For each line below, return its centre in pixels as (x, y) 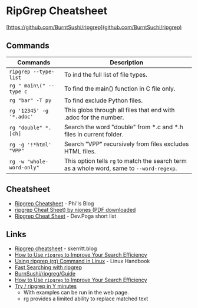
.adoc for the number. (94, 117)
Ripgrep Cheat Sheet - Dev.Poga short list (65, 216)
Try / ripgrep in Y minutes (46, 286)
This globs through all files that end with (119, 110)
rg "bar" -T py (30, 100)
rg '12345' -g (29, 111)
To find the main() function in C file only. (120, 89)
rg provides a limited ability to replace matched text (86, 299)
